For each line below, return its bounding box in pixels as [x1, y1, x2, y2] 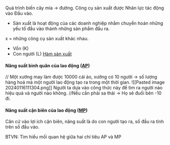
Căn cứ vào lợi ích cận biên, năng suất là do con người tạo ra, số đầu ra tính [5, 118, 164, 125]
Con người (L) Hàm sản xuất [12, 51, 72, 57]
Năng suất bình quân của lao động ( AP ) [5, 62, 90, 68]
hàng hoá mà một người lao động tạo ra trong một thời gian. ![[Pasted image [5, 79, 165, 85]
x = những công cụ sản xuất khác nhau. [5, 36, 89, 41]
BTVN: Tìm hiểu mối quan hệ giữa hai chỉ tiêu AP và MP [5, 134, 122, 140]
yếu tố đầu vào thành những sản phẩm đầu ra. [12, 26, 110, 32]
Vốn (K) [12, 45, 29, 51]
